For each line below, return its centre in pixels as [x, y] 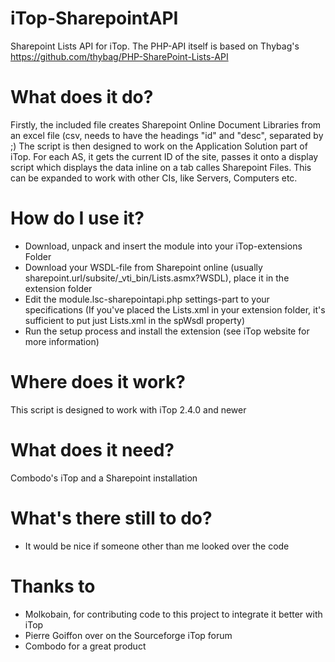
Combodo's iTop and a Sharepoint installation [104, 478]
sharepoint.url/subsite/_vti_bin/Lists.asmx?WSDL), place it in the [157, 278]
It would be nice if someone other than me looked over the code [157, 546]
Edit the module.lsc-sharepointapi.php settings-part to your [147, 299]
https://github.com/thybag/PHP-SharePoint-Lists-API [119, 56]
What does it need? [92, 449]
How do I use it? [77, 218]
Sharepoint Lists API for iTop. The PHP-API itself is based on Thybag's [155, 46]
